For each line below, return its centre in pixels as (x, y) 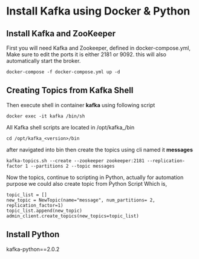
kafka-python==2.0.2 (33, 249)
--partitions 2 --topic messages (73, 166)
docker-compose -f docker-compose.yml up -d (63, 72)
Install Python (33, 234)
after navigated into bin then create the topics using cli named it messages (100, 149)
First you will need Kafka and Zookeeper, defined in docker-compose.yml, (98, 48)
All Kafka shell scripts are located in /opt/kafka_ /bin (70, 127)
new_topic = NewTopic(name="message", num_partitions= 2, (81, 200)
